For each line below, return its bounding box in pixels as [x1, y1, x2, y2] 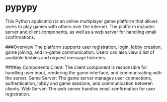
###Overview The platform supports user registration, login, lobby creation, [5, 44, 162, 50]
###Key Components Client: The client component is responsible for [5, 64, 147, 70]
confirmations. [5, 34, 35, 40]
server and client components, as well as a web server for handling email [5, 29, 157, 35]
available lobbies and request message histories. [5, 54, 107, 60]
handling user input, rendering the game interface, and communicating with [5, 69, 162, 75]
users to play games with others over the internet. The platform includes [5, 23, 155, 29]
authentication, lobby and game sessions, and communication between [5, 80, 153, 86]
